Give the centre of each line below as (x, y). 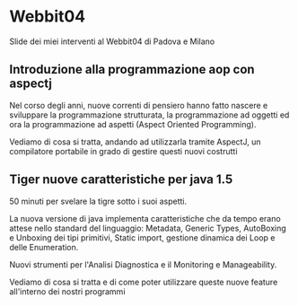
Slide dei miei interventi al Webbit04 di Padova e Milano (112, 41)
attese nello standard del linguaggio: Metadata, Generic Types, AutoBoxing (148, 228)
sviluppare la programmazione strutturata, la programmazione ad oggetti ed (149, 115)
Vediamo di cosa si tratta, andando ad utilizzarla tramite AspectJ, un (135, 142)
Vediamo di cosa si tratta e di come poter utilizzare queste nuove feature (144, 282)
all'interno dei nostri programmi (67, 291)
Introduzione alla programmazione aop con (132, 70)
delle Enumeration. (44, 247)
